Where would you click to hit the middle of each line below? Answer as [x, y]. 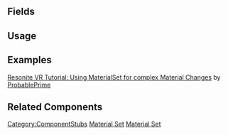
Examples [29, 60]
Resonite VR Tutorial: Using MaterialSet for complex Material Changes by [114, 77]
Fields [21, 12]
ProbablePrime [29, 85]
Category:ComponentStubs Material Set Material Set [84, 124]
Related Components [55, 107]
